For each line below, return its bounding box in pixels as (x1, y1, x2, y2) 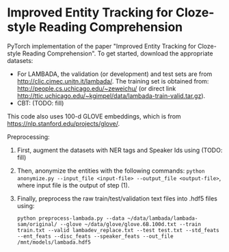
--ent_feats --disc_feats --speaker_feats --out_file (16, 233, 174, 240)
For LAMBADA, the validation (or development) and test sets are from (16, 70, 213, 78)
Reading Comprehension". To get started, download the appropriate (22, 49, 213, 58)
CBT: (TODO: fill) (16, 99, 64, 107)
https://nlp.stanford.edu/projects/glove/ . (7, 119, 120, 127)
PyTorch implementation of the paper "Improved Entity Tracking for (7, 42, 197, 50)
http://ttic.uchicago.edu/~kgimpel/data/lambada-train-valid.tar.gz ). (16, 91, 206, 100)
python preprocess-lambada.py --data (16, 214, 125, 222)
